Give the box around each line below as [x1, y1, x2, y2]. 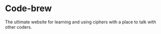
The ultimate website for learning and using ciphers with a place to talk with [5, 19, 156, 25]
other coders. [5, 24, 32, 30]
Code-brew [5, 3, 52, 14]
